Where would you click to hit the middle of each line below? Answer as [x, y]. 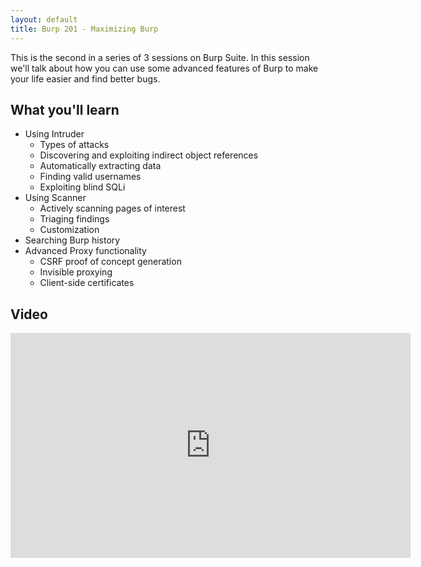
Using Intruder [54, 134]
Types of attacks [74, 145]
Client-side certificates [87, 283]
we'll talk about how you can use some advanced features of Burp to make [164, 68]
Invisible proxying [76, 272]
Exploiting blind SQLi [82, 187]
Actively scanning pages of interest [112, 208]
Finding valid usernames [90, 177]
